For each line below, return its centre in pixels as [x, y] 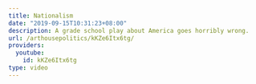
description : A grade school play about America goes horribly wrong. [129, 30]
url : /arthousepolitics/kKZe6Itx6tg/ [71, 38]
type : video [28, 68]
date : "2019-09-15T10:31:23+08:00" [68, 23]
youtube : [30, 53]
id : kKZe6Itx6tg [50, 61]
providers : [26, 46]
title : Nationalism [41, 16]
